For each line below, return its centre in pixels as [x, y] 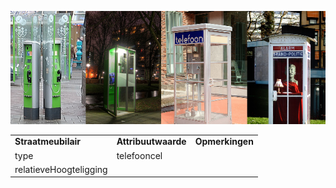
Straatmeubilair [48, 142]
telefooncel [139, 155]
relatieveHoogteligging [61, 169]
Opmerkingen [224, 142]
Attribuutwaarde [151, 142]
